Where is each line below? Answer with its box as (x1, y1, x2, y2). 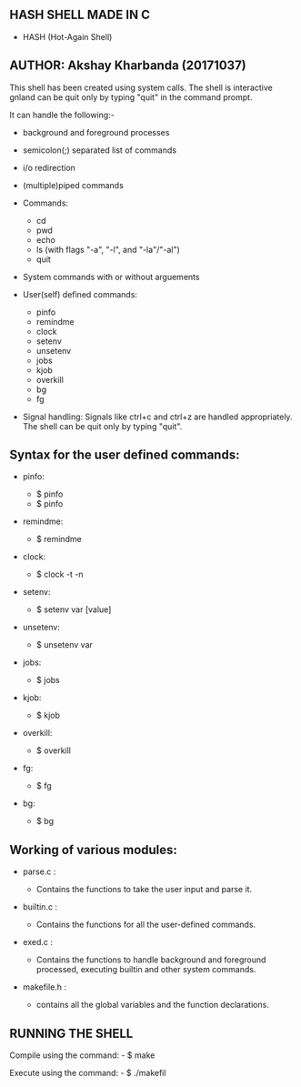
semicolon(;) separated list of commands (22, 145, 177, 156)
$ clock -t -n (35, 569, 84, 580)
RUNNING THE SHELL (9, 1025, 134, 1041)
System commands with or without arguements (22, 271, 200, 282)
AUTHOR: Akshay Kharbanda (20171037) (9, 58, 247, 74)
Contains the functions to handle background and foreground (35, 954, 266, 965)
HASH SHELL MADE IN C (9, 7, 150, 23)
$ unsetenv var (35, 639, 94, 650)
